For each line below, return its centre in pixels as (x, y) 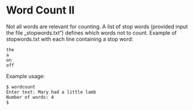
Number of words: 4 (30, 97)
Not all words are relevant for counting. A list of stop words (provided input (97, 26)
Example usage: (26, 76)
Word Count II (40, 10)
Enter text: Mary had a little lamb (51, 92)
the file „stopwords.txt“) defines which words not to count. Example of (91, 32)
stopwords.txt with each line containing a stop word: (70, 39)
